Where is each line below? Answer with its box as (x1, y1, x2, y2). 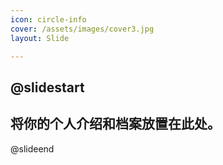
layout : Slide (10, 33, 70, 43)
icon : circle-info (10, 14, 87, 25)
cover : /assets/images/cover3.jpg (10, 24, 155, 34)
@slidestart (10, 79, 85, 96)
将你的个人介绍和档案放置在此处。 (10, 116, 221, 133)
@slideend (10, 142, 55, 155)
